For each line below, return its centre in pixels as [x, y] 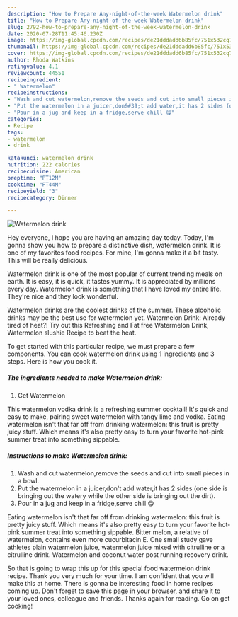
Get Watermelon [41, 396]
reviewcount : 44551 [36, 73]
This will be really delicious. [48, 260]
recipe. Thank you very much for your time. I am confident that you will [111, 576]
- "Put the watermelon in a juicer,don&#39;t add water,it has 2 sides [115, 106]
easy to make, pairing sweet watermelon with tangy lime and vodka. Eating [117, 417]
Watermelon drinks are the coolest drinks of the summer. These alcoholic [114, 310]
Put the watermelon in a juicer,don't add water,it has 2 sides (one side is [123, 488]
